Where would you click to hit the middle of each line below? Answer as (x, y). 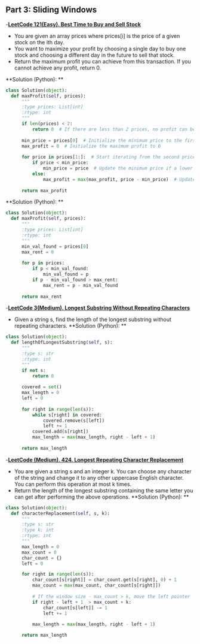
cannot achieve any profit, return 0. (58, 68)
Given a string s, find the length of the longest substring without (93, 319)
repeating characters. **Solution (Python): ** (70, 326)
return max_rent (41, 297)
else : (39, 174)
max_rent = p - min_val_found (81, 285)
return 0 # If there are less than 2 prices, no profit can (110, 129)
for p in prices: (43, 263)
